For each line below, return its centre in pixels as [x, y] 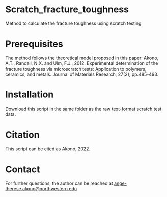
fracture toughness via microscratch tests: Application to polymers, [76, 69]
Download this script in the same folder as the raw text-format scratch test [83, 109]
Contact [23, 169]
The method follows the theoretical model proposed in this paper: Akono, [82, 58]
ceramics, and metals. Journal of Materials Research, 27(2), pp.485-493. [82, 74]
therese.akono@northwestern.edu [41, 188]
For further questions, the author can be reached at [59, 183]
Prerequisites [34, 44]
